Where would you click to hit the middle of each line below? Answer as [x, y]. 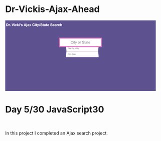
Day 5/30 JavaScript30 [55, 110]
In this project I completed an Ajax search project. [56, 133]
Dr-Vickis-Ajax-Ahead [52, 9]
